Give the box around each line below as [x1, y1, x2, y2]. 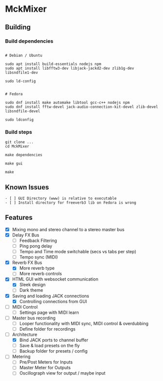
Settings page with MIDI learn [19, 310, 79, 315]
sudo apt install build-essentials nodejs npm [5, 61, 102, 67]
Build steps [5, 128, 33, 135]
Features [5, 214, 33, 222]
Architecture [12, 332, 38, 337]
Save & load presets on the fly [19, 343, 80, 349]
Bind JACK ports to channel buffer [19, 337, 89, 343]
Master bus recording [12, 315, 56, 321]
